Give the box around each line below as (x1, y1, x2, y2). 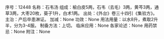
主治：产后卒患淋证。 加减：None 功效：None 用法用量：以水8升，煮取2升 (5, 17, 158, 22)
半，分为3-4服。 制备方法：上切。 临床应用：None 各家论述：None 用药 (5, 22, 153, 28)
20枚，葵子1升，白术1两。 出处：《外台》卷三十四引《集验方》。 (29, 10, 158, 16)
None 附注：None (13, 29, 51, 34)
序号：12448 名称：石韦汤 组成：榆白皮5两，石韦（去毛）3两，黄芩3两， (5, 4, 155, 10)
